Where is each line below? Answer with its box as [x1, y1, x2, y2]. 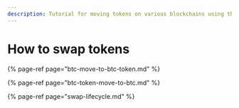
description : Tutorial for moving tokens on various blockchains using [7, 10, 224, 18]
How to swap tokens [7, 40, 130, 57]
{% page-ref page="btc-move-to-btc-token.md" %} [7, 65, 161, 73]
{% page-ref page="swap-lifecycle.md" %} [7, 92, 135, 100]
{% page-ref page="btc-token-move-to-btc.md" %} [7, 78, 161, 87]
